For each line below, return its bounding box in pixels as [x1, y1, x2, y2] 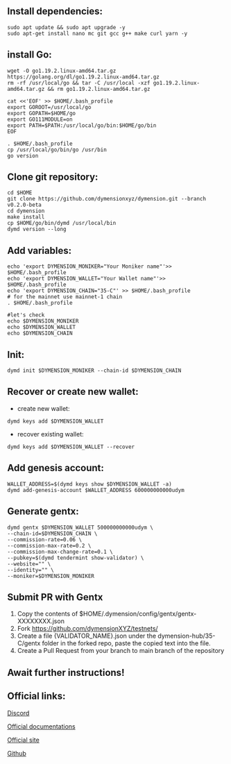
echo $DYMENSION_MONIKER [7, 318, 79, 325]
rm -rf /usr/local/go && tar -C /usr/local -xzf [7, 79, 151, 86]
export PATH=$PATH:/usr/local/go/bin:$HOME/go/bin [7, 121, 157, 129]
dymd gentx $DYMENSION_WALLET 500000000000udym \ [7, 524, 154, 531]
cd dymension [7, 207, 45, 214]
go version [7, 152, 39, 159]
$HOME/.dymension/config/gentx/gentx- [79, 610, 197, 618]
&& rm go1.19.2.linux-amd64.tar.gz [47, 85, 151, 92]
